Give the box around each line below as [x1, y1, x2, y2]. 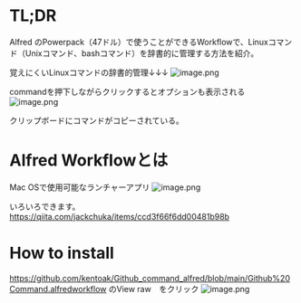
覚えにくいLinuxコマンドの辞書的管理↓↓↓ [9, 67, 170, 78]
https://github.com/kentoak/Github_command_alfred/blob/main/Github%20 [9, 272, 290, 283]
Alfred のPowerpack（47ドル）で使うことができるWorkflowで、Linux [9, 36, 269, 47]
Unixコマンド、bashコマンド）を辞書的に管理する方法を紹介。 [24, 47, 259, 59]
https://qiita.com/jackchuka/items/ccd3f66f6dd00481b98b [9, 211, 229, 222]
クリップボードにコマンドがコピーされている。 [9, 115, 184, 126]
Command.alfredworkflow [9, 283, 107, 294]
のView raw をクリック [108, 283, 199, 294]
